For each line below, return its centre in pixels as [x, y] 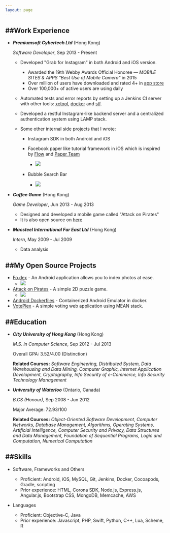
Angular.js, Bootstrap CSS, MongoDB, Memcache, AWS [78, 495]
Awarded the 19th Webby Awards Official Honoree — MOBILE [92, 72]
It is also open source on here [51, 220]
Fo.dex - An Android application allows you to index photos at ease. [83, 278]
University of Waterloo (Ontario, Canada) [56, 390]
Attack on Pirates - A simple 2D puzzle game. [60, 289]
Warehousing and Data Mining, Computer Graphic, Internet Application [87, 369]
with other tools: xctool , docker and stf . [61, 104]
